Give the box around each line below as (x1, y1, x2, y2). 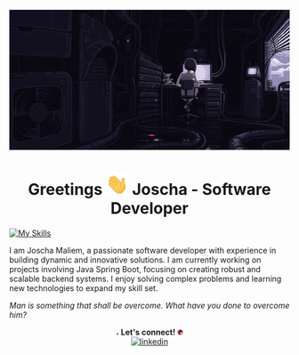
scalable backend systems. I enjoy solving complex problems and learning (9, 273, 282, 284)
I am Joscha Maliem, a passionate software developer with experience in (9, 245, 277, 255)
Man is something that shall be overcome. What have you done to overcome (9, 300, 290, 311)
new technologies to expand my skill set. (9, 282, 158, 294)
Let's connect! (120, 327, 176, 337)
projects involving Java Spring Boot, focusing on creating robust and (9, 263, 261, 274)
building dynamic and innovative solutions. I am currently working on (9, 254, 262, 265)
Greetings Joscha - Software (28, 180, 271, 200)
